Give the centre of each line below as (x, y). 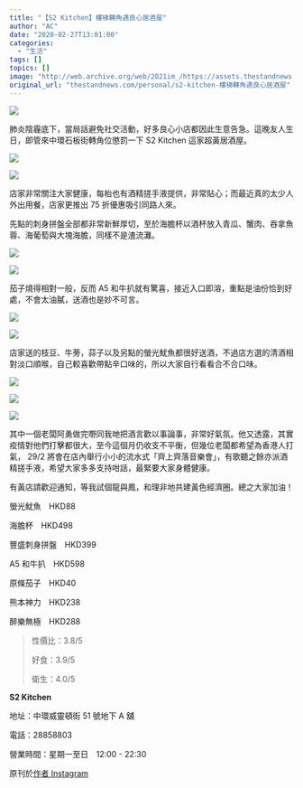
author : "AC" (34, 26)
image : (22, 77)
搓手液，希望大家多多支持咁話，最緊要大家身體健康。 (115, 467)
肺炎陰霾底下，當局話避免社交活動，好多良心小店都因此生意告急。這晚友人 (147, 128)
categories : (32, 43)
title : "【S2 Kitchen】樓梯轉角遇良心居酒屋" (88, 18)
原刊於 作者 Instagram (49, 773)
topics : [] (30, 69)
